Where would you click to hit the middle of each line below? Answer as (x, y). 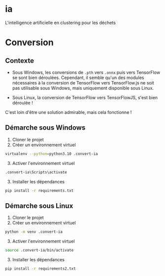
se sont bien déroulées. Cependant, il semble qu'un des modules (78, 78)
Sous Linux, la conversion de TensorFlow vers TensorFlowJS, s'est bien (85, 97)
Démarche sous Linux (39, 206)
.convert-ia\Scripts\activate (36, 172)
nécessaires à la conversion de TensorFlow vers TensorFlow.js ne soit (83, 83)
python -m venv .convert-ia (34, 232)
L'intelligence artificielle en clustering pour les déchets (60, 23)
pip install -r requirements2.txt (41, 269)
